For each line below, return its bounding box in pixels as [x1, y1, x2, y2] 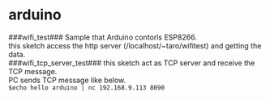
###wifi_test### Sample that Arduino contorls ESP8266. [8, 32, 197, 42]
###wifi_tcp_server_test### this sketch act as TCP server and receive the [8, 58, 255, 68]
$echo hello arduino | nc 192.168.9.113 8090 [8, 83, 165, 92]
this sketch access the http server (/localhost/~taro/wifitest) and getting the [8, 40, 262, 50]
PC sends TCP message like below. [8, 75, 126, 85]
